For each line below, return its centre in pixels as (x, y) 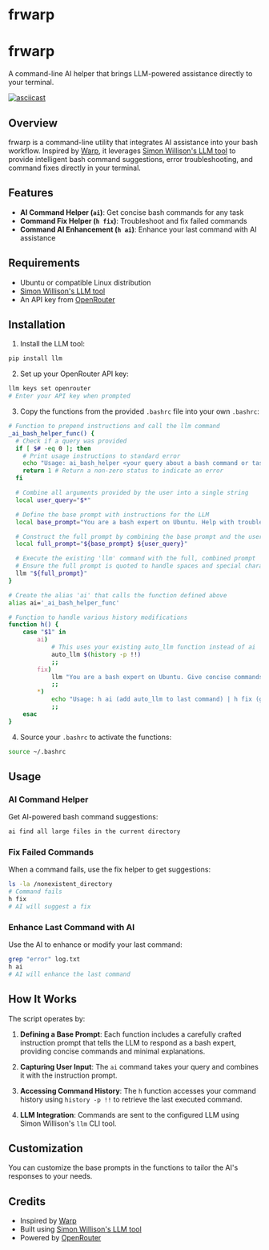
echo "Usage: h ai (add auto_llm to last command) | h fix (151, 699)
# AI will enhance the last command (69, 974)
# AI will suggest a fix (50, 906)
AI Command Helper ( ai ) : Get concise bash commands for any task (132, 212)
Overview (33, 123)
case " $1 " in (44, 632)
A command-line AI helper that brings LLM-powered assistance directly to (130, 74)
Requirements (44, 263)
